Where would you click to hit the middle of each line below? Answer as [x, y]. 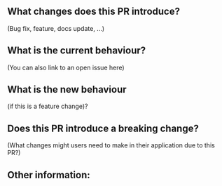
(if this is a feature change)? [48, 106]
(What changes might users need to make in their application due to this [111, 145]
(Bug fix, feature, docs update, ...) [56, 28]
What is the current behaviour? [77, 51]
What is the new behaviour [67, 89]
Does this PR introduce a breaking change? [103, 128]
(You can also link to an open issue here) [66, 67]
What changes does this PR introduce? [94, 12]
